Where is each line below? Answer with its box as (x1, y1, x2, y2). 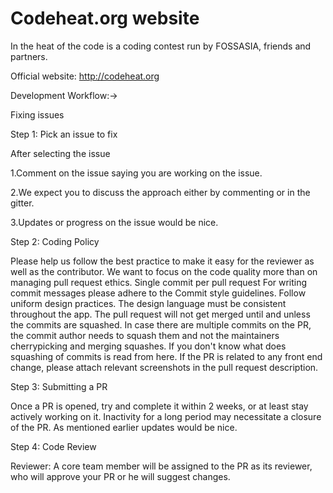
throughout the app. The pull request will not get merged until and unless (10, 308, 311, 320)
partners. (10, 50, 48, 62)
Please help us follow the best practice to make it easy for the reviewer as (10, 255, 315, 267)
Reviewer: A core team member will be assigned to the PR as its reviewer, (10, 460, 313, 472)
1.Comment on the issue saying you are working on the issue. (10, 167, 263, 179)
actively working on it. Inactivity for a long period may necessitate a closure (10, 410, 322, 422)
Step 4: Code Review (10, 440, 97, 452)
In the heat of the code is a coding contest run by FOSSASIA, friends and (10, 40, 312, 52)
